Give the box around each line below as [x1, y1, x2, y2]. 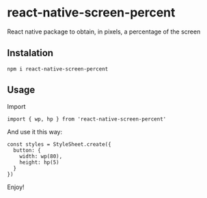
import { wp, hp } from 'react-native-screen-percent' [7, 115, 167, 123]
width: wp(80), [19, 153, 63, 160]
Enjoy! [7, 183, 25, 191]
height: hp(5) [19, 159, 59, 166]
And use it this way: [7, 127, 63, 136]
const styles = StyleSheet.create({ [7, 140, 111, 148]
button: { [13, 147, 41, 153]
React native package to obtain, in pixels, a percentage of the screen [7, 27, 201, 36]
